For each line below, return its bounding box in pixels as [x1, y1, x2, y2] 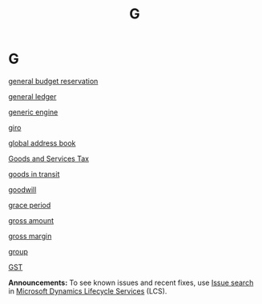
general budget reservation [8, 76, 99, 86]
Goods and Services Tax [8, 154, 90, 163]
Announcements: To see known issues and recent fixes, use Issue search [8, 278, 254, 287]
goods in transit [8, 169, 60, 178]
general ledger [8, 91, 57, 101]
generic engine [8, 107, 58, 117]
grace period [8, 200, 51, 210]
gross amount [8, 215, 54, 225]
